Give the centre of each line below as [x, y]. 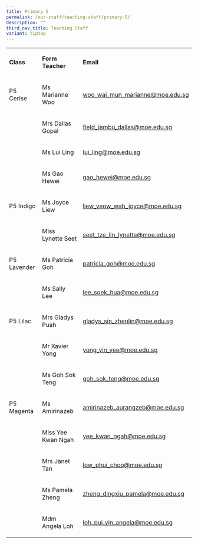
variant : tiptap [26, 34]
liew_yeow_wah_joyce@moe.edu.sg [132, 206]
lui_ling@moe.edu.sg [111, 152]
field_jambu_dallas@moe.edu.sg [128, 127]
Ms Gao [53, 173]
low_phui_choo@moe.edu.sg [123, 465]
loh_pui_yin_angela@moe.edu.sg [128, 523]
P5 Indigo [22, 206]
